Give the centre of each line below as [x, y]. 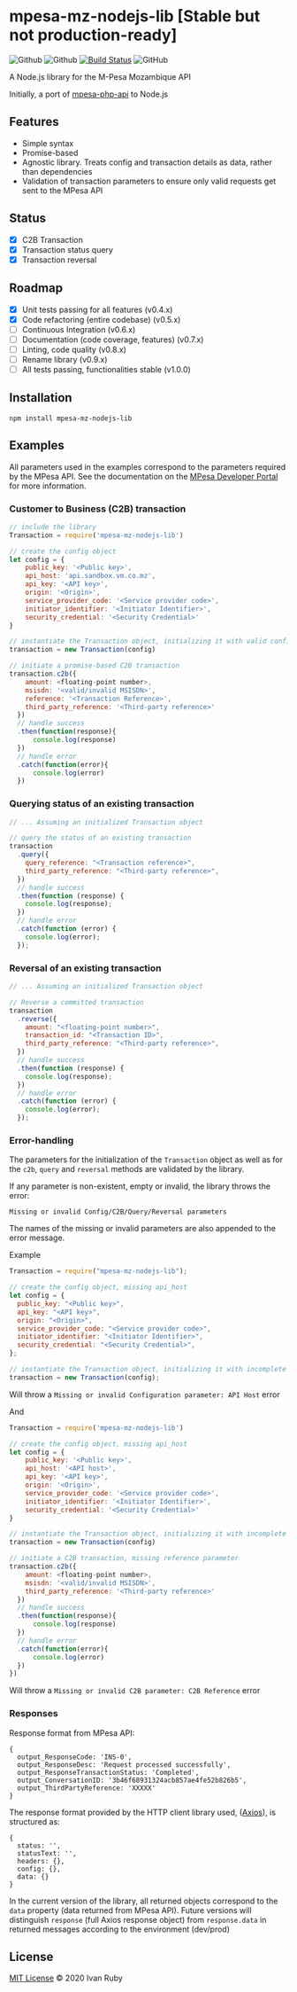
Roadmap [36, 289]
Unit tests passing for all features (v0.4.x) [97, 309]
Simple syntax [48, 143]
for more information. [48, 486]
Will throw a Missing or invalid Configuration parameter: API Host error [145, 1394]
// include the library [53, 527]
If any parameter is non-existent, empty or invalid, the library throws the [140, 1186]
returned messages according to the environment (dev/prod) [120, 1929]
